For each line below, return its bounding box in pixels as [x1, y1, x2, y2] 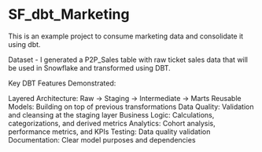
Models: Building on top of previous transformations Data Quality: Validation [8, 102, 254, 111]
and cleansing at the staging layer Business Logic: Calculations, [8, 110, 215, 119]
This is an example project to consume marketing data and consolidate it [8, 31, 244, 41]
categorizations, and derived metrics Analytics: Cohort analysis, [8, 118, 216, 128]
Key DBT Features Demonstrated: [8, 78, 116, 88]
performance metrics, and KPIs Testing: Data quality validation [8, 127, 211, 136]
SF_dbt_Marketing [8, 5, 130, 24]
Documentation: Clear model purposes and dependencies [8, 135, 196, 144]
